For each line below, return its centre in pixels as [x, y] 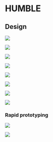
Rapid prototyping [27, 115]
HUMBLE [23, 9]
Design [16, 27]
